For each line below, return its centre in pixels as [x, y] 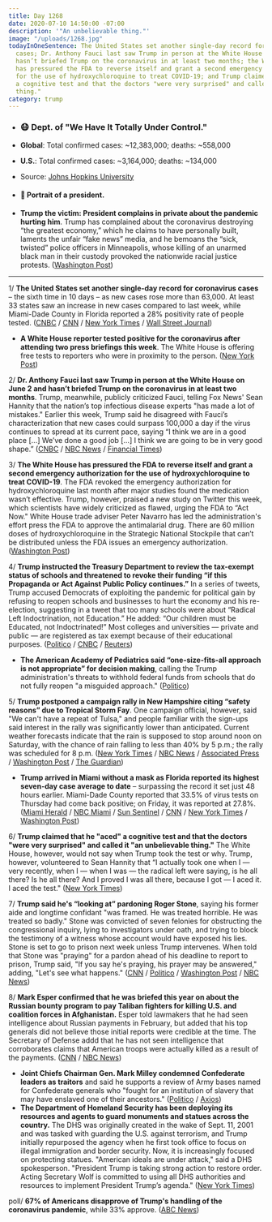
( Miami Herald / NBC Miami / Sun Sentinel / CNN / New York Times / [134, 811]
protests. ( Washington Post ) [66, 265]
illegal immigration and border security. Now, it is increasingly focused [137, 1151]
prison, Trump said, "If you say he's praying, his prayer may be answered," [133, 964]
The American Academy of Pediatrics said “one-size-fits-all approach [140, 660]
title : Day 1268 [36, 16]
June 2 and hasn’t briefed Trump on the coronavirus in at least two [123, 388]
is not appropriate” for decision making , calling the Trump [118, 668]
